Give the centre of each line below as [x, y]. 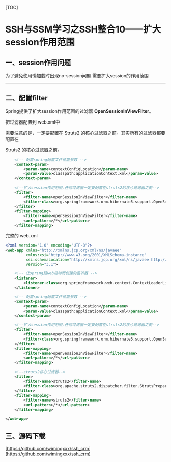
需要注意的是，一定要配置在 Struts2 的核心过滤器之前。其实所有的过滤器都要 [85, 133]
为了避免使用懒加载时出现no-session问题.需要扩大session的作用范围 [77, 75]
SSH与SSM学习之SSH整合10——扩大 [83, 29]
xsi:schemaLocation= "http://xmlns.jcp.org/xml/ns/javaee [87, 259]
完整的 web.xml [22, 236]
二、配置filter [26, 98]
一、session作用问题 [38, 62]
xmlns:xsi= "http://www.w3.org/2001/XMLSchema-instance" [86, 255]
